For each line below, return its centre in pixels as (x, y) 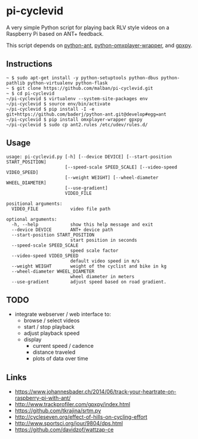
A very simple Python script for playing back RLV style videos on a (88, 27)
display (33, 340)
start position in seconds (103, 240)
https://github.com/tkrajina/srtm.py (58, 411)
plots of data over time (60, 359)
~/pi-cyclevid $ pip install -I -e (50, 109)
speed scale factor (94, 250)
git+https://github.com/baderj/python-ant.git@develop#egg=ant (86, 114)
